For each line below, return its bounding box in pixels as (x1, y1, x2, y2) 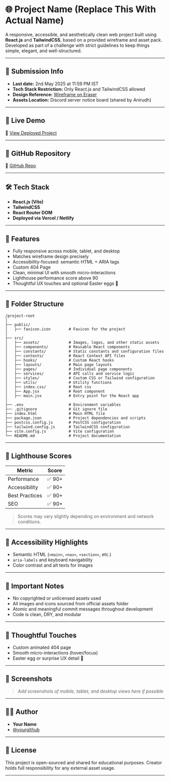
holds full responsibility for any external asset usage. (5, 765, 115, 771)
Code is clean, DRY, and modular (12, 611, 82, 617)
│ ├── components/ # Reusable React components (5, 344, 130, 349)
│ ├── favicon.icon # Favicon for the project (5, 327, 125, 332)
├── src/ (5, 335, 24, 341)
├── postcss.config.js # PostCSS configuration (5, 420, 121, 425)
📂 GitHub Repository (5, 149, 71, 158)
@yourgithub (12, 726, 40, 732)
